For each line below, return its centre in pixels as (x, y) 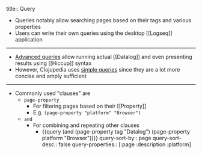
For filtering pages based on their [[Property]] (90, 106)
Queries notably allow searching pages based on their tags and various (103, 20)
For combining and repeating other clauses (86, 125)
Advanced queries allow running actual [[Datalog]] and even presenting (103, 57)
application (29, 39)
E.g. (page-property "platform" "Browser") (87, 112)
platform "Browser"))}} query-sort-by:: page (96, 138)
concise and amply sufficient (51, 76)
